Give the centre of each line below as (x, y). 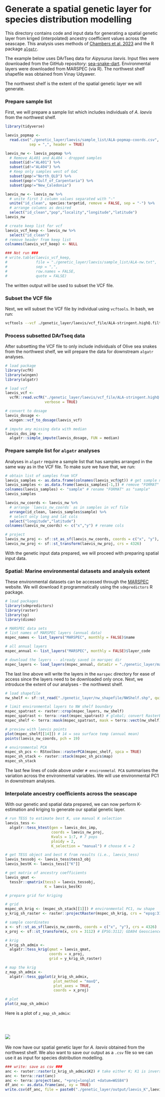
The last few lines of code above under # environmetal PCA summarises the (82, 771)
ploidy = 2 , (64, 841)
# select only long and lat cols (44, 517)
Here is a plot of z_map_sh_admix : (38, 1013)
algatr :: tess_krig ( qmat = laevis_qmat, (50, 949)
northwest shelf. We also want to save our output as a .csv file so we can (79, 1052)
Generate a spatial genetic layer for (78, 9)
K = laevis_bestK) (63, 887)
